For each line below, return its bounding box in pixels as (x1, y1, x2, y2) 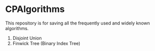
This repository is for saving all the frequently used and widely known (5, 20, 150, 26)
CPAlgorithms (5, 3, 65, 15)
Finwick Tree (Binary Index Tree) (12, 40, 81, 46)
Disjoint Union (12, 35, 42, 41)
